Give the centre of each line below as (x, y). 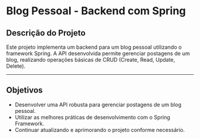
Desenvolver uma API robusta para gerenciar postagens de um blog (98, 105)
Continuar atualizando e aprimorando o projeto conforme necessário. (100, 129)
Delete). (16, 66)
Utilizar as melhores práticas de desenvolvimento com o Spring (93, 117)
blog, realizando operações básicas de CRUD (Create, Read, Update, (91, 60)
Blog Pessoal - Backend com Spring (96, 11)
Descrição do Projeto (46, 33)
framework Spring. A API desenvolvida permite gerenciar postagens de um (98, 53)
